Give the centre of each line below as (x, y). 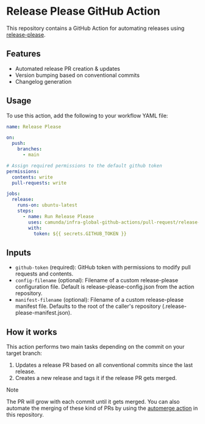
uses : (35, 222)
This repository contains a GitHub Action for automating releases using (95, 28)
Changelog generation (43, 81)
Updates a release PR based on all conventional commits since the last (104, 365)
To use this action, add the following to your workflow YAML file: (87, 115)
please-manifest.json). (43, 313)
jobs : (13, 194)
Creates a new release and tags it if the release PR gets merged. (96, 378)
